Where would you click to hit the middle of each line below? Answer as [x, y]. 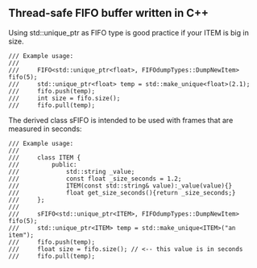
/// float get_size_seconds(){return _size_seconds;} [122, 192]
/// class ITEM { [45, 157]
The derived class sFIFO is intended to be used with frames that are [121, 120]
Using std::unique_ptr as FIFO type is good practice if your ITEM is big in [129, 32]
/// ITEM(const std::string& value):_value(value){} [120, 186]
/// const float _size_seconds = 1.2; [95, 179]
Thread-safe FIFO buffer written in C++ [109, 13]
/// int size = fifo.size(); [64, 98]
